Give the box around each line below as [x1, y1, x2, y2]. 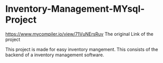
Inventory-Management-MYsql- [5, 3, 145, 15]
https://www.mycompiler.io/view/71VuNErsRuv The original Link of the [5, 31, 154, 37]
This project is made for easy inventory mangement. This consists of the [5, 46, 158, 52]
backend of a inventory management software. [5, 52, 104, 58]
